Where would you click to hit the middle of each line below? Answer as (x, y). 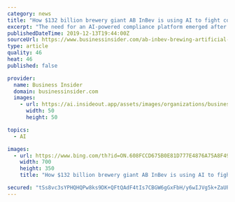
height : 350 (37, 168)
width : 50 (40, 111)
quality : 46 (24, 53)
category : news (29, 14)
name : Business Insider (48, 85)
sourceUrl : (23, 40)
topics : (19, 130)
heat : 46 (20, 59)
